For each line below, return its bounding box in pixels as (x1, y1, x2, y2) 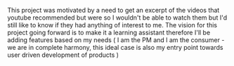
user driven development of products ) (7, 51, 119, 59)
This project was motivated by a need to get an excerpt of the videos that (7, 6, 220, 14)
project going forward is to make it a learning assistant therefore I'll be (7, 28, 211, 37)
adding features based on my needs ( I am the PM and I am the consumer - (7, 36, 225, 44)
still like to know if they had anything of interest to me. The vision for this (7, 21, 218, 29)
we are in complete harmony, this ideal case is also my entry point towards (7, 44, 223, 51)
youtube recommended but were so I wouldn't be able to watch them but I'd (7, 13, 227, 22)
